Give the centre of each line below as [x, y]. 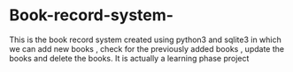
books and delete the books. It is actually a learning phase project [129, 58]
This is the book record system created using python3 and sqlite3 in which [145, 40]
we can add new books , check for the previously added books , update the [147, 48]
